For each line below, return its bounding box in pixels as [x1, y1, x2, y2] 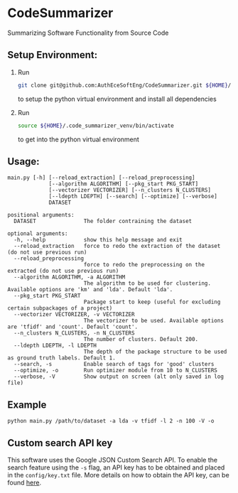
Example [7, 399, 47, 411]
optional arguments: [7, 230, 69, 237]
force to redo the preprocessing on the [83, 261, 205, 269]
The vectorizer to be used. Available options [83, 318, 224, 325]
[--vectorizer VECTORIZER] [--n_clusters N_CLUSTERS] [48, 187, 212, 194]
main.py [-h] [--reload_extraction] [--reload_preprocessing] [7, 174, 195, 182]
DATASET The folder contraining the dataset [13, 218, 193, 225]
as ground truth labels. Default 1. [7, 354, 116, 362]
